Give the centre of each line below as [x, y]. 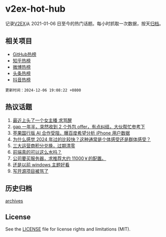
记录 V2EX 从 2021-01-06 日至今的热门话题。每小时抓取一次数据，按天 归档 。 [85, 23]
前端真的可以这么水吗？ [37, 152]
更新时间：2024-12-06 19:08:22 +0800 [43, 90]
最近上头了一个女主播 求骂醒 [42, 120]
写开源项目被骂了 [30, 171]
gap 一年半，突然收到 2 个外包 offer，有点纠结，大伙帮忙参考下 [79, 126]
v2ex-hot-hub [36, 9]
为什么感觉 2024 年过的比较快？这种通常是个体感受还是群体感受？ [82, 139]
